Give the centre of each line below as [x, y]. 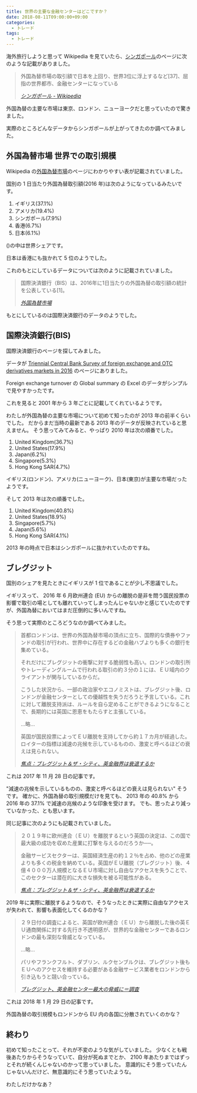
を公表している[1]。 [44, 290]
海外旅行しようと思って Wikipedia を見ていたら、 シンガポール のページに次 [96, 56]
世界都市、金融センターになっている [75, 83]
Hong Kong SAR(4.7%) [42, 467]
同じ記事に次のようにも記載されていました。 [60, 823]
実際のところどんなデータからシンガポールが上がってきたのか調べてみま [94, 128]
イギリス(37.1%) [34, 203]
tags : [13, 33]
